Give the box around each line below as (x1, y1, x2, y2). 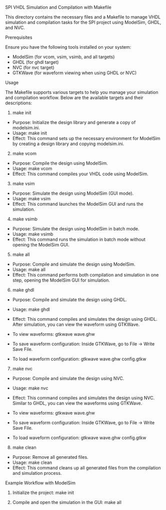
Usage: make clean (12, 459, 52, 465)
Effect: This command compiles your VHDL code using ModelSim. (12, 171, 148, 177)
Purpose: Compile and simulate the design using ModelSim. (12, 261, 136, 267)
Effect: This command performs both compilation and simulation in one (12, 272, 159, 278)
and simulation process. (12, 470, 62, 476)
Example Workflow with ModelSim (5, 480, 76, 486)
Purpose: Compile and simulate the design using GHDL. (12, 297, 127, 303)
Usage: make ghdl (12, 306, 50, 312)
